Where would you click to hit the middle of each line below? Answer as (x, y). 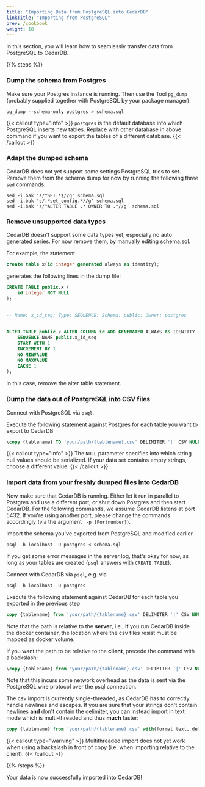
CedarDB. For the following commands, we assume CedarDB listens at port (101, 509)
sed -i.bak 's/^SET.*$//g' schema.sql (56, 195)
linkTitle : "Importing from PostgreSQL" (59, 18)
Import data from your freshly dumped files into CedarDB (92, 482)
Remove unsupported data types (56, 222)
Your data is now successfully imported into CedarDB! (74, 778)
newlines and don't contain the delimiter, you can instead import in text (95, 711)
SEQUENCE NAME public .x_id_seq (57, 338)
